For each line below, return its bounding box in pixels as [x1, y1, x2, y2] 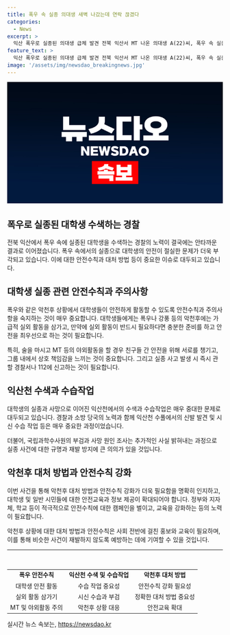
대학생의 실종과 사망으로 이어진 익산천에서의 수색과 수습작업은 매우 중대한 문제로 [7, 404, 221, 413]
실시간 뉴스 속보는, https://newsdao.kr [7, 620, 112, 628]
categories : [7, 18, 41, 25]
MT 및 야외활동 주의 [10, 603, 64, 611]
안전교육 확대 [146, 603, 183, 611]
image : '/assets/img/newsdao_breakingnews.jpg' [7, 62, 146, 69]
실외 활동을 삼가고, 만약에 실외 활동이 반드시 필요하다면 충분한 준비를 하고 [19, 323, 216, 331]
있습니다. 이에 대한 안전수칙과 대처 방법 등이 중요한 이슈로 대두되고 [25, 255, 203, 264]
